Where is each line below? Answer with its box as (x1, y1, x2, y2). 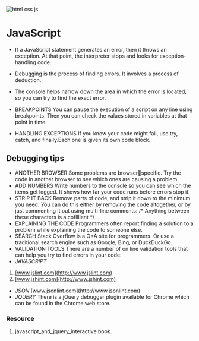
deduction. (14, 76, 42, 83)
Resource (6, 314, 34, 323)
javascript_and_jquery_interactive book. (14, 328, 112, 335)
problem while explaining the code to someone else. (14, 226, 143, 233)
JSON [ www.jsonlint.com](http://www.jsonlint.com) (14, 287, 141, 294)
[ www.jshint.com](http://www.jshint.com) (14, 275, 116, 282)
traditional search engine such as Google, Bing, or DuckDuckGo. (14, 238, 173, 246)
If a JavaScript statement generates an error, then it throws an (14, 46, 168, 53)
